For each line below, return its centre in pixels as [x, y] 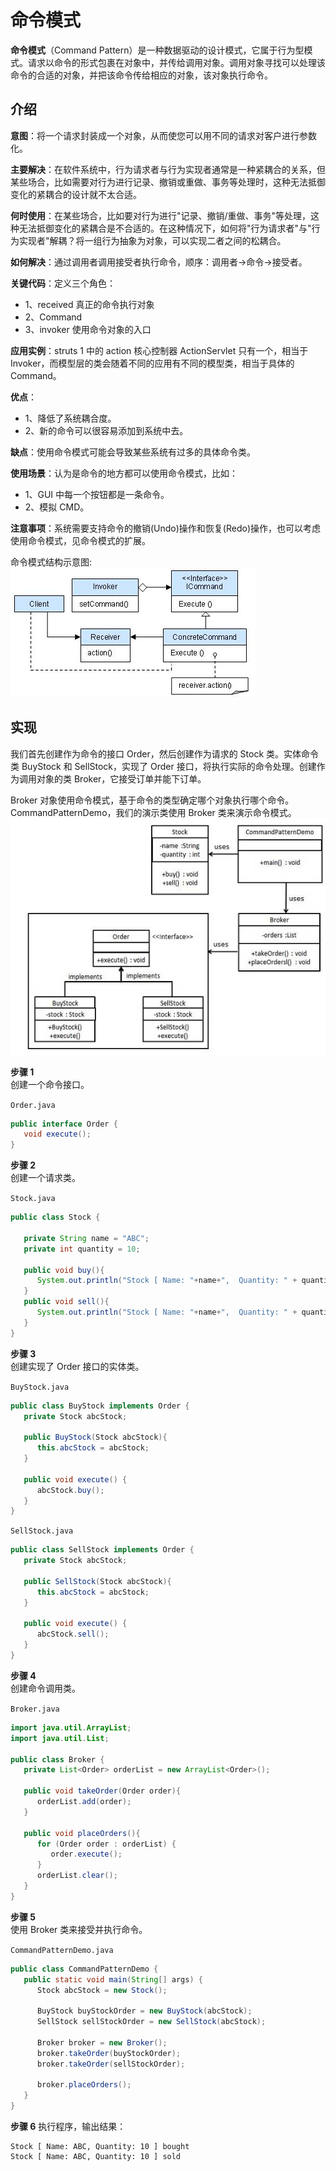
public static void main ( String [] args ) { [113, 1979]
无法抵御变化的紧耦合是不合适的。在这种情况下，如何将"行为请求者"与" [165, 228]
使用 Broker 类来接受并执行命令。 [79, 1929]
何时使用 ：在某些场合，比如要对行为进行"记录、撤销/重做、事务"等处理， [161, 215]
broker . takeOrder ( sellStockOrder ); [111, 2064]
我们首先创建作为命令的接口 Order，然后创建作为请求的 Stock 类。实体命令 [165, 753]
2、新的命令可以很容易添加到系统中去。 [106, 430]
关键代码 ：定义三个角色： [63, 283]
